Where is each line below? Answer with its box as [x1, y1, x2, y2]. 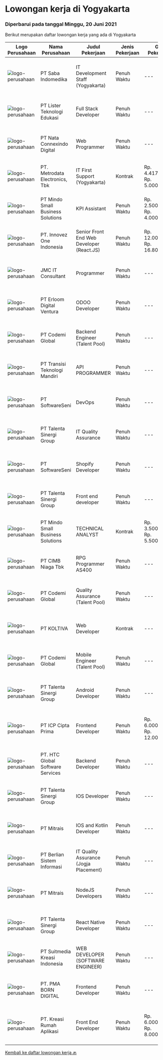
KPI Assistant [76, 205, 106, 212]
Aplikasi [40, 1028, 59, 1035]
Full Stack [76, 105, 98, 112]
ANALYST [76, 531, 98, 538]
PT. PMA [40, 981, 61, 987]
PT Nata [40, 135, 59, 141]
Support [76, 173, 95, 180]
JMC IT [40, 267, 57, 274]
